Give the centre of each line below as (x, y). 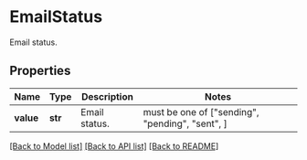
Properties (40, 71)
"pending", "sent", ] (185, 123)
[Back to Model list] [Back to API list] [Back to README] (114, 146)
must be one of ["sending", (201, 112)
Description (108, 96)
